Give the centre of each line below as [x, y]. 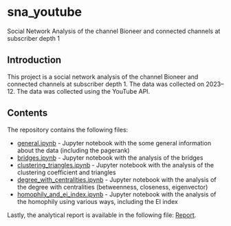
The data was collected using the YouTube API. [84, 91]
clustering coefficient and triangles [66, 172]
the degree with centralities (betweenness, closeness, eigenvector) [112, 187]
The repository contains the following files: [68, 130]
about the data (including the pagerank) [73, 150]
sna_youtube [45, 12]
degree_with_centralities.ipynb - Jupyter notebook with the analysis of [117, 179]
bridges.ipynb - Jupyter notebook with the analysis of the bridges [110, 157]
